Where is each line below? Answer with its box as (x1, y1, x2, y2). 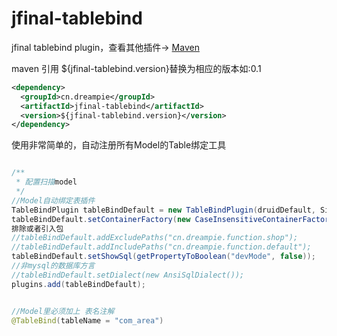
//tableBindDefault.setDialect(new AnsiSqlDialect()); (11, 270, 245, 280)
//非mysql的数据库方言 (11, 261, 96, 271)
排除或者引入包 (11, 223, 64, 234)
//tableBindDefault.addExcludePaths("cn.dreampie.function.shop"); (11, 233, 299, 243)
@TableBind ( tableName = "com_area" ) (11, 315, 164, 326)
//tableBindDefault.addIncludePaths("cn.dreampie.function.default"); (11, 242, 312, 252)
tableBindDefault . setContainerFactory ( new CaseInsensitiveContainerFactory (11, 214, 334, 224)
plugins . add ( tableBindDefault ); (11, 279, 146, 289)
